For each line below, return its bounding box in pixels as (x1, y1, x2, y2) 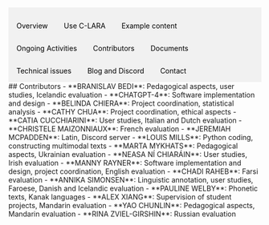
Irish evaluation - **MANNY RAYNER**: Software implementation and (8, 159, 242, 167)
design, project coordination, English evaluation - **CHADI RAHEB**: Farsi (8, 167, 259, 176)
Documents (150, 43, 189, 53)
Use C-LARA (63, 21, 106, 30)
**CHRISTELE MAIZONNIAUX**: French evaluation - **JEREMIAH (8, 124, 231, 134)
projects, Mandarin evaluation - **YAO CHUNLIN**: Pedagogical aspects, (8, 201, 255, 210)
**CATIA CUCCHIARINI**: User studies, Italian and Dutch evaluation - (8, 115, 243, 125)
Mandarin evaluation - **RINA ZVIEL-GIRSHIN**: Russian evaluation (8, 209, 237, 219)
